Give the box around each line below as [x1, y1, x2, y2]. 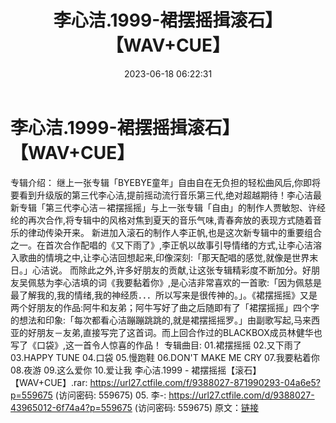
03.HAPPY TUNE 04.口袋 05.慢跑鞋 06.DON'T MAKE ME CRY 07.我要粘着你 [10, 351, 320, 363]
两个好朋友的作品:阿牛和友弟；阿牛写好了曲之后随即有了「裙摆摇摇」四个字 [10, 301, 320, 313]
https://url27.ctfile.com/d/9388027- [168, 389, 315, 401]
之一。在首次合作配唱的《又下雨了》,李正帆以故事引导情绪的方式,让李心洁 [10, 239, 314, 251]
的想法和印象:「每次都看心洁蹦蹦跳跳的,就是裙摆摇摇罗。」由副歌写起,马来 [10, 314, 312, 326]
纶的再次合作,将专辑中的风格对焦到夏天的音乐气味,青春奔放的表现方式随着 [10, 214, 314, 226]
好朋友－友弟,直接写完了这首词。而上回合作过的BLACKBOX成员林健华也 [27, 326, 323, 338]
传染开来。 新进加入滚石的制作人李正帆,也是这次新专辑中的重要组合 [44, 226, 322, 238]
